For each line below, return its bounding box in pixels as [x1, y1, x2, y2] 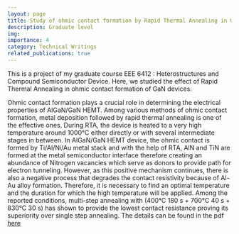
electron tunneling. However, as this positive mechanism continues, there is [7, 166, 229, 174]
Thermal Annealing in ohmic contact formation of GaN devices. [7, 84, 192, 93]
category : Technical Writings [7, 43, 97, 50]
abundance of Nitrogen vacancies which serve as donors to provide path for [7, 158, 231, 167]
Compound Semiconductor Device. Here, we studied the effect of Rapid [7, 77, 218, 85]
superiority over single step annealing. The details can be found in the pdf [7, 211, 224, 220]
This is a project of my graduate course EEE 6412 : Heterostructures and [7, 69, 219, 78]
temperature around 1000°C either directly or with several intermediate [7, 128, 215, 137]
